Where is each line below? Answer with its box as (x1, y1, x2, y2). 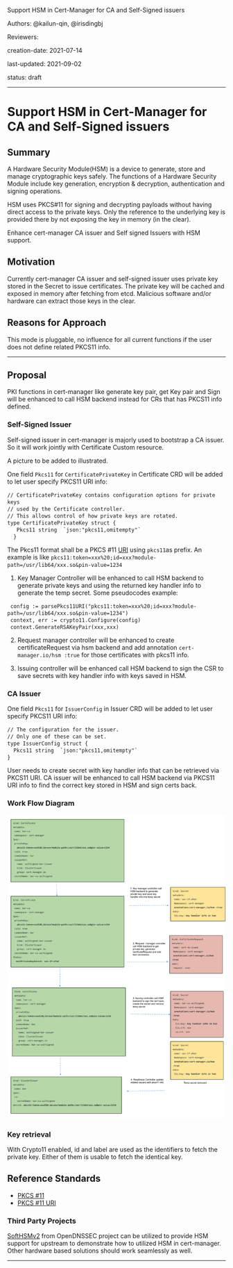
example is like (7, 552, 50, 561)
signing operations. (7, 187, 62, 195)
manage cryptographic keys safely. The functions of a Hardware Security (7, 172, 217, 180)
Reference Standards (7, 1173, 101, 1185)
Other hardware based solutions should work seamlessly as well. (7, 1246, 193, 1255)
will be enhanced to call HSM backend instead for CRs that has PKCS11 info (7, 395, 223, 404)
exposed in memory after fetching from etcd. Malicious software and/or (7, 289, 212, 297)
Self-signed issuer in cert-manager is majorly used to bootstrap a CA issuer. (7, 436, 225, 444)
